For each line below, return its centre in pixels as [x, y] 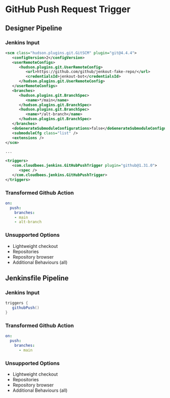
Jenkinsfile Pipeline [37, 278]
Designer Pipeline [34, 28]
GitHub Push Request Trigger [68, 9]
